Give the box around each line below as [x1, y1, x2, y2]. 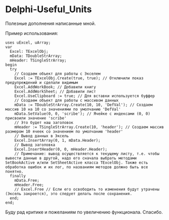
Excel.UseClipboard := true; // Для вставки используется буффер [14, 93, 155, 99]
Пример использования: [5, 30, 58, 36]
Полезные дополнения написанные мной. [5, 20, 96, 26]
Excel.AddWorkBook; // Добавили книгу [14, 84, 96, 89]
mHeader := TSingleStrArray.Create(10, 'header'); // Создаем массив [14, 124, 164, 130]
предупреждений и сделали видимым [5, 80, 78, 85]
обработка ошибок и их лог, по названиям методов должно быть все [5, 164, 148, 170]
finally [10, 173, 26, 178]
